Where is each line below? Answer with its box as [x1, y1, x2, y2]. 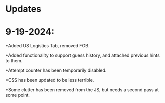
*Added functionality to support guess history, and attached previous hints [5, 52, 160, 58]
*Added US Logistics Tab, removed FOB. [5, 43, 90, 49]
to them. [5, 58, 23, 64]
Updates [5, 3, 42, 15]
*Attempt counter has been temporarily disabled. [5, 67, 107, 73]
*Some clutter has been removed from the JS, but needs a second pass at [5, 87, 159, 93]
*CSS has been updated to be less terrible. [5, 77, 94, 83]
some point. [5, 92, 30, 98]
